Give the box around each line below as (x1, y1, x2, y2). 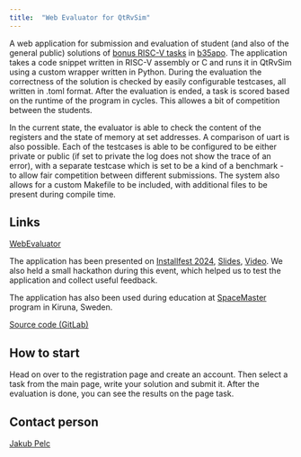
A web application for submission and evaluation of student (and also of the (9, 38, 289, 48)
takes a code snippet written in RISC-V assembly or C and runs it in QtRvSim (9, 57, 292, 67)
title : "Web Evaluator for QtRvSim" (9, 13, 151, 22)
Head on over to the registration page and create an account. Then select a (9, 369, 288, 380)
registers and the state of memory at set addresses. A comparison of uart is (9, 131, 290, 142)
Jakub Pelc (9, 438, 51, 449)
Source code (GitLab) (9, 320, 89, 330)
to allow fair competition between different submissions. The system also (9, 170, 280, 180)
